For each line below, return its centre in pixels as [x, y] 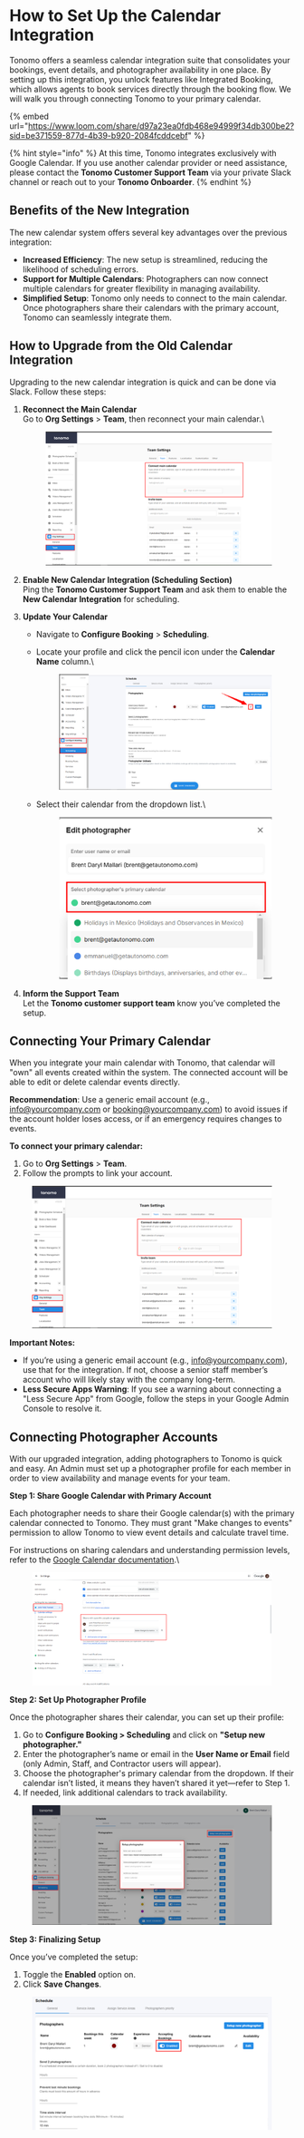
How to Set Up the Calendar [115, 16]
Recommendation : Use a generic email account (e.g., [109, 1100]
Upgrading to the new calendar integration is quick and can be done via [143, 382]
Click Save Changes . [62, 1984]
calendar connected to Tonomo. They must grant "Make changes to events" [151, 1523]
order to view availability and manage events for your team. [120, 1478]
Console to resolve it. [62, 1409]
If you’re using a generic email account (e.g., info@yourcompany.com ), [155, 1360]
